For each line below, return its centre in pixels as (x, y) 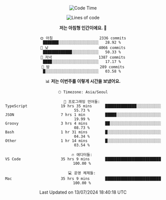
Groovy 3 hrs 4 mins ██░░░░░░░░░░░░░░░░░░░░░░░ (83, 124)
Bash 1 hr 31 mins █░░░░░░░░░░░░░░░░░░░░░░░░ (83, 132)
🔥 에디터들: (82, 155)
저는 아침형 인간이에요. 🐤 (83, 28)
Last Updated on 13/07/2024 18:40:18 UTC (83, 192)
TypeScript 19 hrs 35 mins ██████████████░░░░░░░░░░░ (83, 106)
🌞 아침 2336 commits (83, 38)
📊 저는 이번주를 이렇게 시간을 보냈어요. (83, 81)
